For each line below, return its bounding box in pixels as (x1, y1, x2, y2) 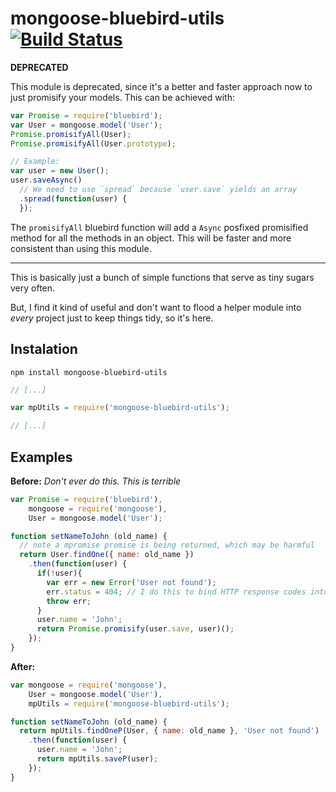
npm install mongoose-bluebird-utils (10, 367, 168, 377)
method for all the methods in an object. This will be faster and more (10, 232, 292, 244)
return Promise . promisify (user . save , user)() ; (36, 624, 235, 634)
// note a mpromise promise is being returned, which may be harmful (19, 540, 315, 551)
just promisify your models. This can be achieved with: (10, 91, 235, 103)
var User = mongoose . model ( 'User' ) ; (10, 120, 163, 130)
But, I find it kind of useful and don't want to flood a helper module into (10, 301, 302, 313)
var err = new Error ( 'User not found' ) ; (46, 577, 217, 587)
